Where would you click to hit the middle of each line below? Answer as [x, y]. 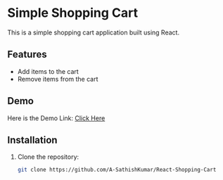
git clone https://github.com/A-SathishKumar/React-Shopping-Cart [117, 170]
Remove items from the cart [58, 79]
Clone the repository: [48, 157]
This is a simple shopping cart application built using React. [94, 32]
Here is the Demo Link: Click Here [56, 118]
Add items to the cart [48, 71]
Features [27, 54]
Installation [32, 140]
